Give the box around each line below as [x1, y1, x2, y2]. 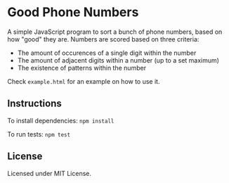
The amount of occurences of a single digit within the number [17, 49, 197, 57]
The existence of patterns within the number [17, 63, 146, 72]
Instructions [7, 98, 62, 110]
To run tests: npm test [7, 130, 71, 138]
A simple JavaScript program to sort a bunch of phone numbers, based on [7, 27, 223, 36]
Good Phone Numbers [7, 4, 139, 20]
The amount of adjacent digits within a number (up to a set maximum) [17, 56, 220, 64]
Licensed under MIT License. [7, 169, 91, 177]
